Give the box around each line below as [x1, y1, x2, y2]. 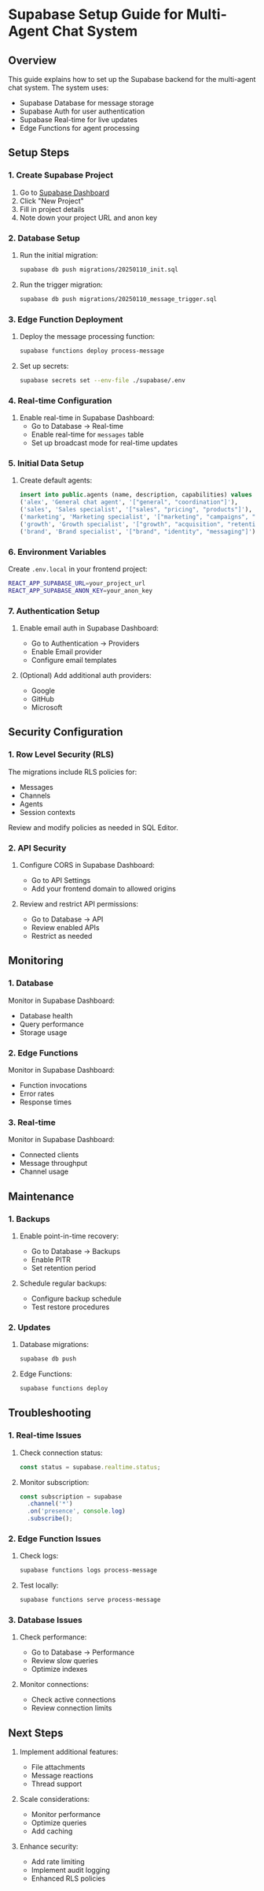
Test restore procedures [31, 1302, 110, 1312]
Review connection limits [31, 1703, 112, 1713]
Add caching [31, 1826, 73, 1836]
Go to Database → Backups [31, 1246, 120, 1256]
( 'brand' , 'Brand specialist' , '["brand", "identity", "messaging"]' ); [19, 527, 259, 535]
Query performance [19, 1019, 84, 1029]
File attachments [31, 1763, 86, 1772]
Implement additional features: [19, 1748, 119, 1757]
